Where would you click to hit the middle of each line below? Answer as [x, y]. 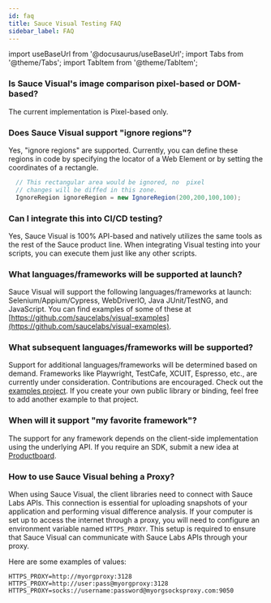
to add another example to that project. [74, 399]
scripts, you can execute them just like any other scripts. [103, 253]
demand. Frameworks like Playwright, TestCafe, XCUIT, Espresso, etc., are [133, 373]
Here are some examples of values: [68, 562]
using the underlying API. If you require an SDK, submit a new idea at [124, 446]
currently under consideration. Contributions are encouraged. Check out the [136, 382]
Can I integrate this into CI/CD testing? [86, 218]
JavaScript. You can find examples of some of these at [100, 309]
